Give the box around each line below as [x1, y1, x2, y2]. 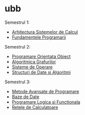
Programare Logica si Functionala [11, 99, 81, 105]
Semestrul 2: [4, 44, 31, 50]
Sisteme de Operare [11, 64, 53, 70]
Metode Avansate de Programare [11, 88, 80, 94]
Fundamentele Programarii [11, 34, 66, 40]
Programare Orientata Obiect [11, 53, 71, 59]
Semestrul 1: [4, 19, 30, 25]
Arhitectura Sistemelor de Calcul [11, 29, 78, 35]
